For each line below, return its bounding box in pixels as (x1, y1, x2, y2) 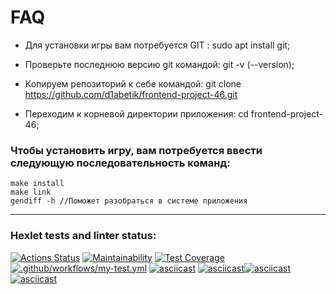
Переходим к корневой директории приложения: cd (24, 107, 249, 120)
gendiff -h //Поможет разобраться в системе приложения (10, 196, 248, 206)
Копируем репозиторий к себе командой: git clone (24, 77, 242, 90)
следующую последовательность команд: (10, 156, 231, 170)
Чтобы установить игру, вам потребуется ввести (10, 143, 263, 157)
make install (10, 179, 65, 189)
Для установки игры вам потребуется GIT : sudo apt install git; (24, 39, 291, 51)
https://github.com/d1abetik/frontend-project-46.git (24, 88, 238, 100)
